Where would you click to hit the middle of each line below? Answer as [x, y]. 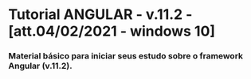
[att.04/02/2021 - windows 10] [112, 31]
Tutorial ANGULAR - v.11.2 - [100, 15]
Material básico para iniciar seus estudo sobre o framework [126, 56]
